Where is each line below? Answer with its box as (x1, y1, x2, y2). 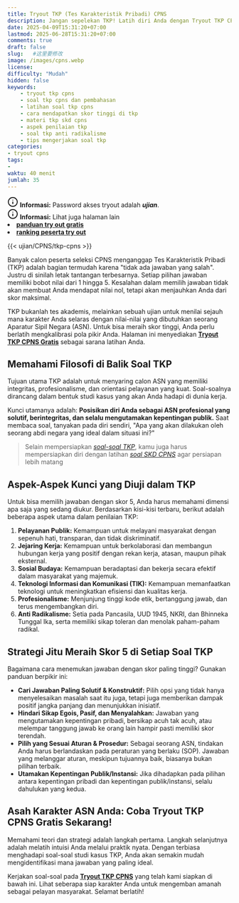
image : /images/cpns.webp (7, 57, 84, 64)
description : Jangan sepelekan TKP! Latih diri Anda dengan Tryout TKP (7, 17, 224, 24)
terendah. (17, 731, 46, 740)
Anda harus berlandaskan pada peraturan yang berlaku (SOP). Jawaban (17, 747, 230, 755)
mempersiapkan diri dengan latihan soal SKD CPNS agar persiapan (24, 450, 222, 459)
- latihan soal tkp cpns (20, 104, 94, 111)
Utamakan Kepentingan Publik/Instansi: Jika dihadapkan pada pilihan (17, 769, 225, 778)
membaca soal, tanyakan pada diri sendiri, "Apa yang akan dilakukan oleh (7, 421, 224, 430)
